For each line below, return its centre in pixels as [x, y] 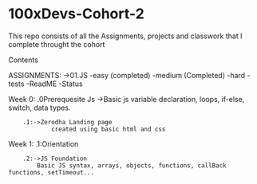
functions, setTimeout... [51, 172]
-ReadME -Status [54, 84]
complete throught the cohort [57, 44]
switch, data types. [40, 108]
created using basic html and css [108, 129]
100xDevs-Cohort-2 [77, 14]
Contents [23, 60]
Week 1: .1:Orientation [43, 143]
